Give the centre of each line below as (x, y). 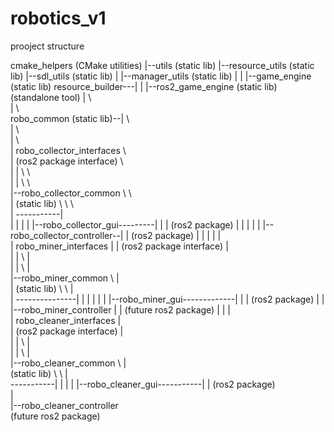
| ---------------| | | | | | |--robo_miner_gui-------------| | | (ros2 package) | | (167, 299)
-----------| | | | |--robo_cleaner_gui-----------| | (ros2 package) (143, 384)
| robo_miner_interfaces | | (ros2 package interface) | (119, 246)
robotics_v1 (58, 18)
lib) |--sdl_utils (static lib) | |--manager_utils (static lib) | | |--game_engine (161, 76)
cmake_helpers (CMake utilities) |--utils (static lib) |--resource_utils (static (162, 65)
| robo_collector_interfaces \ (68, 150)
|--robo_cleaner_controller (64, 405)
